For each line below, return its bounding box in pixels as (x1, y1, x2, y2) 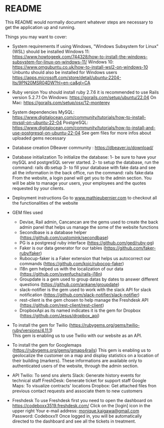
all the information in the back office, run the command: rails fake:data (12, 169, 154, 175)
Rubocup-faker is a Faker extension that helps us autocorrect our (19, 255, 151, 261)
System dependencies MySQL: (12, 109, 75, 115)
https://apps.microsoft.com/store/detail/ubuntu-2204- (12, 74, 122, 80)
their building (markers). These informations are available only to (12, 357, 143, 363)
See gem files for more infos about (81, 130, 151, 136)
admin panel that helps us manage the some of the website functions (19, 224, 159, 230)
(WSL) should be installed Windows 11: (12, 48, 90, 54)
